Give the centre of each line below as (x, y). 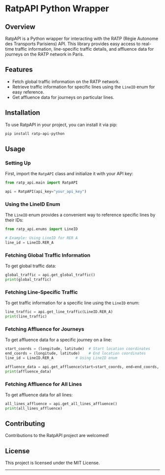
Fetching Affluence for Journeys (45, 329)
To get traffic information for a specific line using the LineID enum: (72, 303)
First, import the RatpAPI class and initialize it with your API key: (69, 174)
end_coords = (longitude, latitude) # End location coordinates (76, 353)
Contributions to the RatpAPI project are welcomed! (57, 436)
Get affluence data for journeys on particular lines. (63, 97)
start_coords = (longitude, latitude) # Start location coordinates (78, 349)
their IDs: (14, 220)
